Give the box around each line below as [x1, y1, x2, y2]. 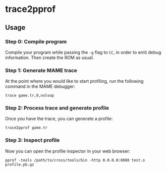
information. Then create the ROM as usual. [5, 55, 94, 60]
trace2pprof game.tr [5, 125, 48, 130]
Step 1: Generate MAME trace [5, 67, 78, 74]
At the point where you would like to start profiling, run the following [5, 78, 144, 84]
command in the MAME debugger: [5, 83, 75, 90]
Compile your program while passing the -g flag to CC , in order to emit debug [5, 49, 162, 55]
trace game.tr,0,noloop [5, 93, 55, 98]
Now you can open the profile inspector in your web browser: [5, 148, 130, 154]
